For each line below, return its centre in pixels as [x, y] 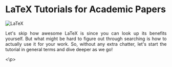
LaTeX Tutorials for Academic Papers [86, 9]
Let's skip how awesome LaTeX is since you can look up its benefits [86, 33]
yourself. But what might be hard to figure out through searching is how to [86, 39]
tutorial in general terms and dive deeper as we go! [59, 49]
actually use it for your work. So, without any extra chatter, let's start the [86, 44]
